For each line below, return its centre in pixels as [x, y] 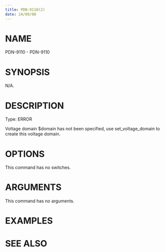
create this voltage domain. [33, 134]
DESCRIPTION [35, 106]
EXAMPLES [29, 221]
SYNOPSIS [28, 72]
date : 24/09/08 [21, 14]
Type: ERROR [19, 119]
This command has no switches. [38, 167]
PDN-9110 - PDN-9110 [28, 52]
